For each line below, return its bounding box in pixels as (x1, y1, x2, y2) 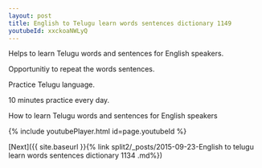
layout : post (8, 11, 52, 20)
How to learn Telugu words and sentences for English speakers (8, 111, 219, 121)
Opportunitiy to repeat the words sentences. (8, 64, 155, 74)
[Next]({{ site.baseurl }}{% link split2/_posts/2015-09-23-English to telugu (8, 142, 255, 152)
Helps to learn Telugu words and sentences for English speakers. (8, 49, 224, 59)
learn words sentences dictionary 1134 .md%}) (8, 150, 163, 161)
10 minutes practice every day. (8, 96, 110, 105)
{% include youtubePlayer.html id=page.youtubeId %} (8, 126, 187, 137)
